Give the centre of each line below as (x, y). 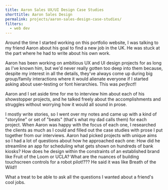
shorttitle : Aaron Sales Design (39, 14)
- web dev (20, 28)
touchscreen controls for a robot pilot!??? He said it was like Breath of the (81, 162)
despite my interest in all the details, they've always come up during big (79, 73)
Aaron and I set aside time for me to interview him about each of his (75, 94)
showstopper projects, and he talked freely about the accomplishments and (83, 99)
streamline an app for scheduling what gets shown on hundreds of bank (79, 146)
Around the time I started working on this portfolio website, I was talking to (82, 42)
